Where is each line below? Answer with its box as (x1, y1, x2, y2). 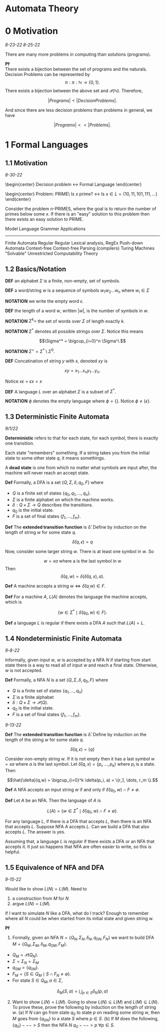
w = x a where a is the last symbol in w (43, 558, 122, 564)
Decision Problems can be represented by (5, 71, 90, 77)
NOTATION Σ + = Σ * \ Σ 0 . (5, 348, 55, 354)
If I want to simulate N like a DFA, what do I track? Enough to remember (5, 910, 149, 916)
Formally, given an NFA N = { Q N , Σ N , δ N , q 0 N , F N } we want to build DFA (12, 935, 155, 942)
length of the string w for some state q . (5, 737, 84, 743)
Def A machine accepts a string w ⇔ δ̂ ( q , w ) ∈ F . (5, 583, 106, 590)
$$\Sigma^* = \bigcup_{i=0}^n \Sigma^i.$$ (39, 338, 126, 344)
